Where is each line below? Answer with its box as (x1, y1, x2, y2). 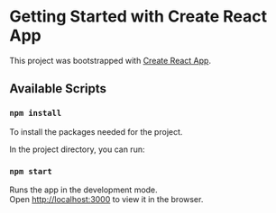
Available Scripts (9, 81, 106, 96)
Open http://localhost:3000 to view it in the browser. (9, 193, 204, 204)
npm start (9, 166, 52, 176)
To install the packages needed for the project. (9, 126, 183, 137)
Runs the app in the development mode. (9, 184, 158, 195)
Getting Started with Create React (9, 6, 268, 27)
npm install (9, 108, 62, 119)
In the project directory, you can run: (9, 144, 145, 155)
